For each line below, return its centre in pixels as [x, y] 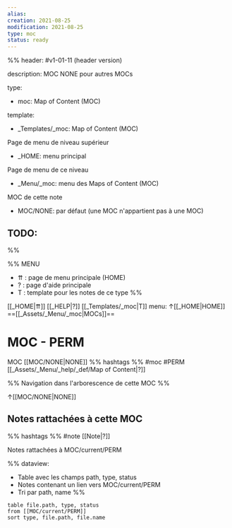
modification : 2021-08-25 [45, 27]
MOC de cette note [35, 197]
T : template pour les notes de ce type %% [80, 292]
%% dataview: [28, 463]
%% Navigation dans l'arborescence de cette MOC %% [88, 383]
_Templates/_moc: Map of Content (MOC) [78, 129]
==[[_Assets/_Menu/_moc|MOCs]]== [61, 313]
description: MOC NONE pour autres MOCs [70, 74]
